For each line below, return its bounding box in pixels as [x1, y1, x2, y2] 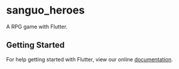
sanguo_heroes [6, 4, 85, 17]
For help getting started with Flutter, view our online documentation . [6, 55, 173, 63]
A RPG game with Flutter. [6, 23, 67, 30]
